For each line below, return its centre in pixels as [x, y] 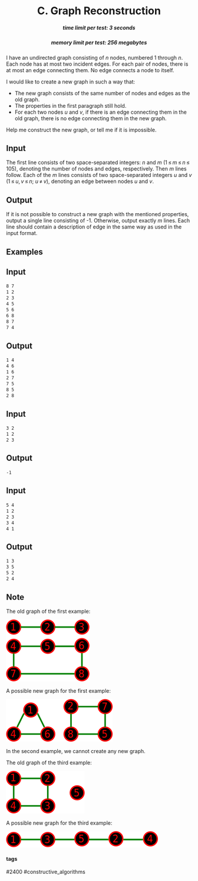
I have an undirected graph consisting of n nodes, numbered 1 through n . [95, 57]
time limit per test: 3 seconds [99, 27]
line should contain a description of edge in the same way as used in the [94, 227]
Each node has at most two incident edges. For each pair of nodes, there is [97, 64]
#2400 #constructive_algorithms [46, 872]
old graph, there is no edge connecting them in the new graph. [90, 118]
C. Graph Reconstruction [99, 11]
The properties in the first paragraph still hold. [70, 105]
